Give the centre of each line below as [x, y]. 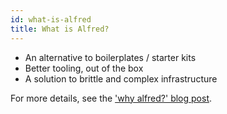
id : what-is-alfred [51, 19]
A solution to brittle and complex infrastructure [121, 78]
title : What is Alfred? [60, 29]
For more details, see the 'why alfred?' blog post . [111, 98]
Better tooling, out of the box [84, 68]
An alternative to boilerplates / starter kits [110, 57]
